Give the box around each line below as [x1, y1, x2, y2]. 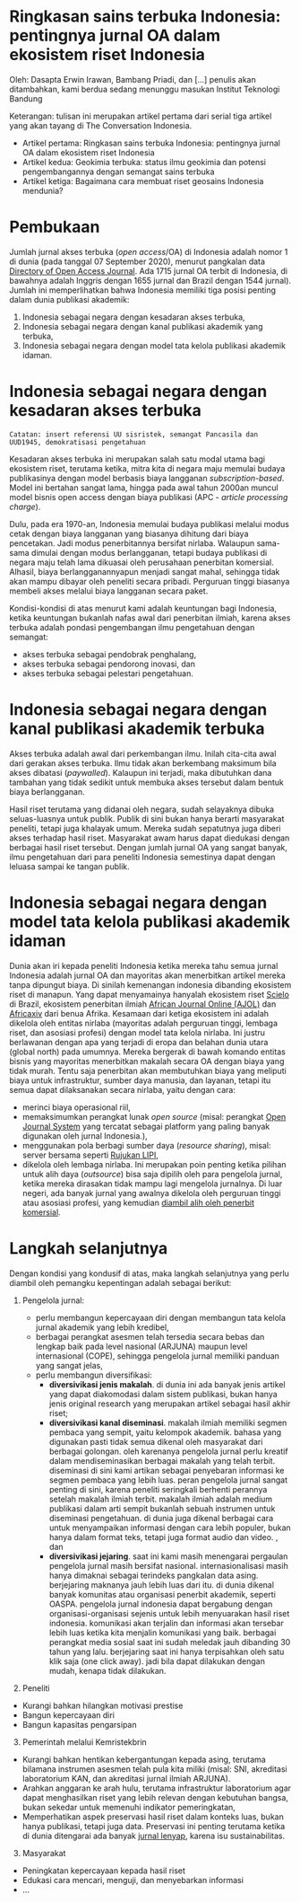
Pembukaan [9, 217, 100, 237]
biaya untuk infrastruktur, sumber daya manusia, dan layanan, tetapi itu [9, 1075, 271, 1086]
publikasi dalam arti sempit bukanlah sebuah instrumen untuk [48, 1502, 276, 1514]
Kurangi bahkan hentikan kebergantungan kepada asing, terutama [21, 1754, 266, 1765]
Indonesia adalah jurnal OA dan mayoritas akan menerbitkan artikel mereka [9, 970, 287, 981]
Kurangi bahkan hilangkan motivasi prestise [21, 1700, 184, 1711]
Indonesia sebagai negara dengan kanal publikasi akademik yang [21, 321, 263, 331]
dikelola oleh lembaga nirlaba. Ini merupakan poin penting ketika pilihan [21, 1158, 287, 1169]
